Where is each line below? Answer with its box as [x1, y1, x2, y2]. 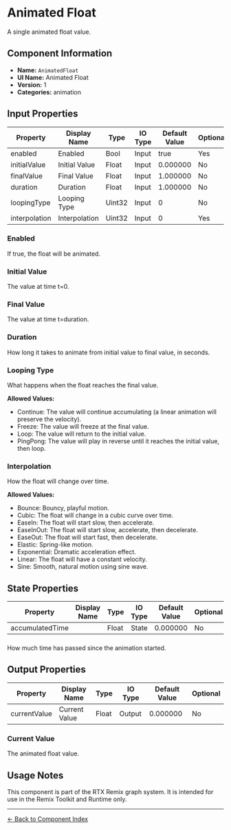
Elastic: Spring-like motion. [16, 540, 94, 549]
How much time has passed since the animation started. [7, 644, 166, 652]
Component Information [7, 48, 113, 59]
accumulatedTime [10, 623, 69, 633]
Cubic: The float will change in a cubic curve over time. [16, 512, 174, 520]
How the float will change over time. [7, 477, 109, 485]
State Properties [7, 583, 79, 594]
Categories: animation [16, 88, 81, 96]
